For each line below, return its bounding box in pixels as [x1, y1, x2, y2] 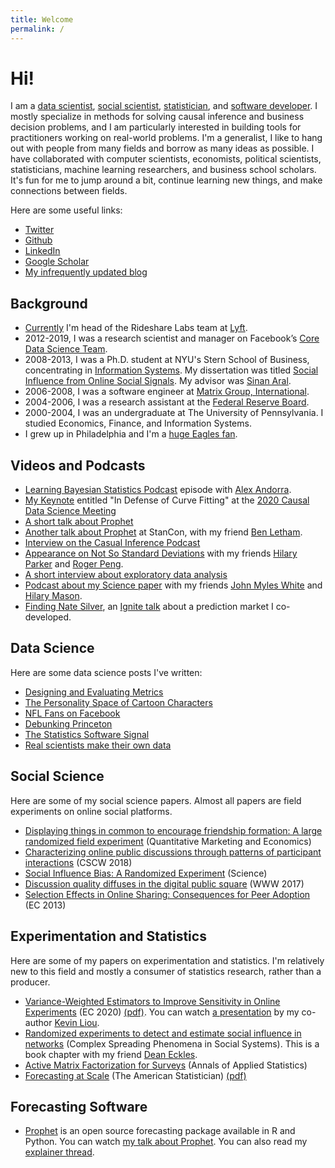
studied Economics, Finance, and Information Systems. [24, 417, 252, 430]
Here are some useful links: [10, 204, 123, 216]
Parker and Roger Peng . [24, 558, 124, 570]
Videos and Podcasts [10, 457, 146, 474]
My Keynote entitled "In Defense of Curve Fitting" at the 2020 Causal [24, 494, 310, 506]
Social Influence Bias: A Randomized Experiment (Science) [24, 867, 268, 879]
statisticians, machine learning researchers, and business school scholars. [10, 164, 317, 176]
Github [24, 234, 53, 246]
